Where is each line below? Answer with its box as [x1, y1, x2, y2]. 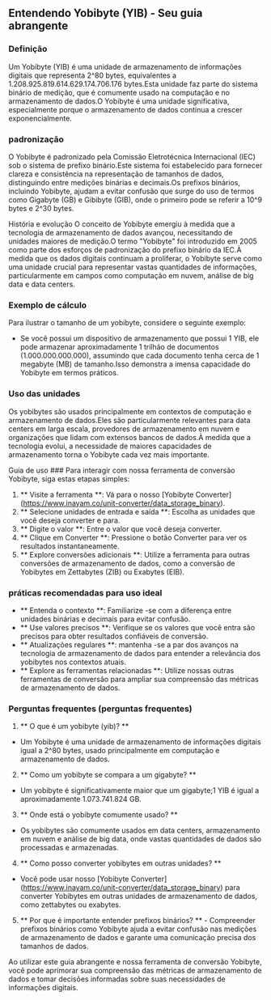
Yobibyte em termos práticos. [19, 368, 119, 378]
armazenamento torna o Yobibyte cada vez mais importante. [8, 449, 210, 460]
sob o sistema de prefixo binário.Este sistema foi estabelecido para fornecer [8, 160, 263, 170]
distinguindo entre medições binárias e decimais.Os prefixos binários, [8, 177, 241, 187]
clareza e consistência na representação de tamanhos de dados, [8, 169, 224, 179]
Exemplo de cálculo [8, 299, 87, 311]
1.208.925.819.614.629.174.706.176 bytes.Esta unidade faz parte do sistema [8, 78, 259, 88]
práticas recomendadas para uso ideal [8, 587, 163, 598]
